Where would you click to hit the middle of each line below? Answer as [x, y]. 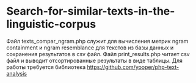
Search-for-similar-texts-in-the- [91, 11]
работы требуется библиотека [46, 67]
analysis [17, 73]
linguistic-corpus [51, 24]
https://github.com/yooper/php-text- [133, 67]
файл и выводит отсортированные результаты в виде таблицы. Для [95, 60]
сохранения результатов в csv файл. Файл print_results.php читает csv [98, 54]
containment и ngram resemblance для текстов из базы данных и [90, 48]
